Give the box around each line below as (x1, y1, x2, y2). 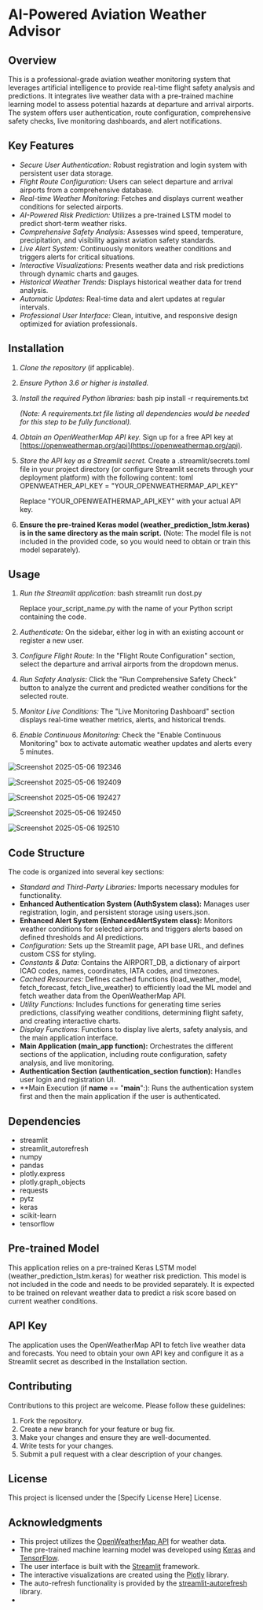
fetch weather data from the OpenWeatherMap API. (19, 991, 186, 1001)
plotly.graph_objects (19, 1178, 86, 1187)
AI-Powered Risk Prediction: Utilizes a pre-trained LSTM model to (19, 210, 232, 220)
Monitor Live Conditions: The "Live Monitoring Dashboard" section (19, 707, 236, 716)
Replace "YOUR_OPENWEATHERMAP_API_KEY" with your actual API (19, 496, 242, 506)
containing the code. (19, 612, 86, 621)
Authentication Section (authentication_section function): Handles (19, 1067, 242, 1076)
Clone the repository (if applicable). (19, 362, 135, 372)
